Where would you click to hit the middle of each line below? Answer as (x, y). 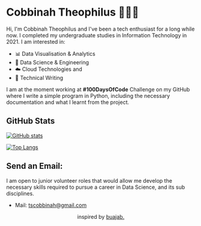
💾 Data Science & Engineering (52, 62)
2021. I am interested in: (36, 41)
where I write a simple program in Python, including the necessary (88, 96)
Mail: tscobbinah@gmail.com (51, 205)
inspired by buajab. (101, 216)
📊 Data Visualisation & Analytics (55, 53)
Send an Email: (34, 166)
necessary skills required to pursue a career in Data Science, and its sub (96, 187)
